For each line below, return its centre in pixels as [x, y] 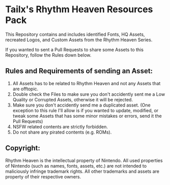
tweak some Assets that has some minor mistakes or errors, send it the [87, 116]
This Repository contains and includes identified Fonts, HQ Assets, [75, 34]
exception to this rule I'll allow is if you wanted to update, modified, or [86, 110]
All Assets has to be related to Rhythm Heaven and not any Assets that [87, 83]
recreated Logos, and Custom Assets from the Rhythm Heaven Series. [79, 40]
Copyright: [23, 148]
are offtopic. [25, 89]
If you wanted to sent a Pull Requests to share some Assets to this [75, 49]
